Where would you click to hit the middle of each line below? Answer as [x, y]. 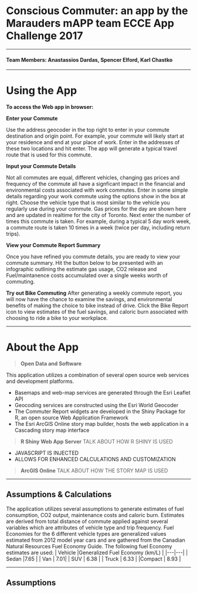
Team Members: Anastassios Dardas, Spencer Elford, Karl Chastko [89, 59]
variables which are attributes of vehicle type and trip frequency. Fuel [90, 527]
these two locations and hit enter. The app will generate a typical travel [92, 149]
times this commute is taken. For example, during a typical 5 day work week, [98, 221]
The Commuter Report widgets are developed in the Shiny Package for [100, 412]
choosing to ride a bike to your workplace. [57, 318]
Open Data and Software [51, 364]
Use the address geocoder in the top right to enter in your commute [88, 130]
